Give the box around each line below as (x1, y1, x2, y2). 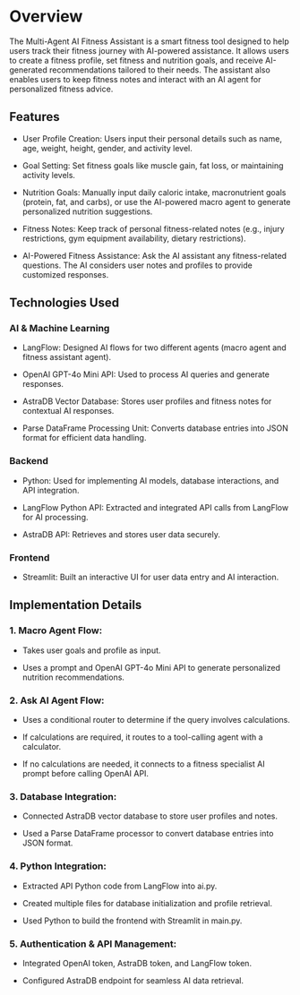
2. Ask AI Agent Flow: (9, 694, 105, 707)
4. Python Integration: (9, 860, 107, 872)
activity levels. (21, 169, 76, 180)
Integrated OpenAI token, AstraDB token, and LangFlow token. (21, 957, 253, 968)
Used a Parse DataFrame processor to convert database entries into (21, 828, 274, 839)
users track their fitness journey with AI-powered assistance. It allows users (9, 45, 289, 56)
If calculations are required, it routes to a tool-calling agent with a (21, 732, 263, 742)
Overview (9, 6, 83, 27)
